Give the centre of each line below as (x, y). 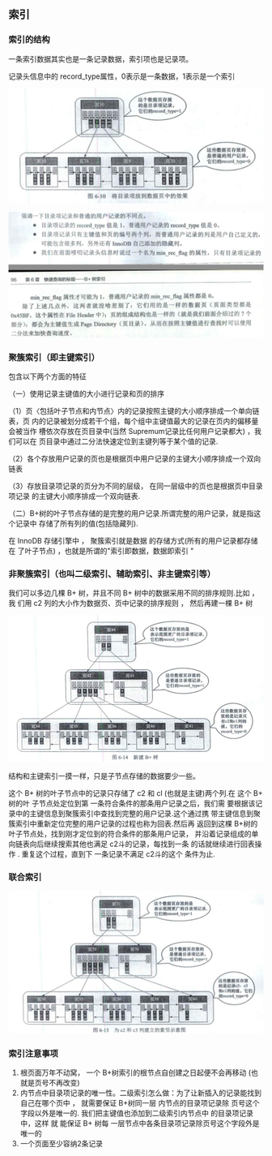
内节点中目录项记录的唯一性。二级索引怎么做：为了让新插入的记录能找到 (140, 1093)
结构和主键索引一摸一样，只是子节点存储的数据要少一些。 (104, 776)
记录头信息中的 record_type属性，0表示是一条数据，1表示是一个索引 (122, 76)
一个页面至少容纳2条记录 (62, 1144)
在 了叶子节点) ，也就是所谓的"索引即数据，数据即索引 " (101, 551)
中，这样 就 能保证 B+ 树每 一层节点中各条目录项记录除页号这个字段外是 (140, 1124)
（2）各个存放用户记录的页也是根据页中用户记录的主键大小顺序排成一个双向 (135, 458)
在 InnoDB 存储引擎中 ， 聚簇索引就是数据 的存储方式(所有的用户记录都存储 (133, 540)
